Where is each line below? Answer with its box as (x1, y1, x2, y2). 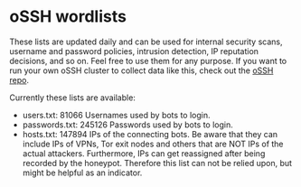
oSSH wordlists (9, 6, 127, 27)
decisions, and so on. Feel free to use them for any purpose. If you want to (9, 55, 287, 66)
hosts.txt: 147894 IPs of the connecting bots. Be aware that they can (22, 128, 278, 139)
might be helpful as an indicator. (22, 167, 143, 178)
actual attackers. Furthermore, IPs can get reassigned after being (22, 147, 266, 159)
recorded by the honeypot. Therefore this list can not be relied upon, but (22, 157, 292, 168)
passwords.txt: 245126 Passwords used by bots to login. (22, 119, 233, 130)
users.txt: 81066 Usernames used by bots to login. (22, 109, 211, 120)
